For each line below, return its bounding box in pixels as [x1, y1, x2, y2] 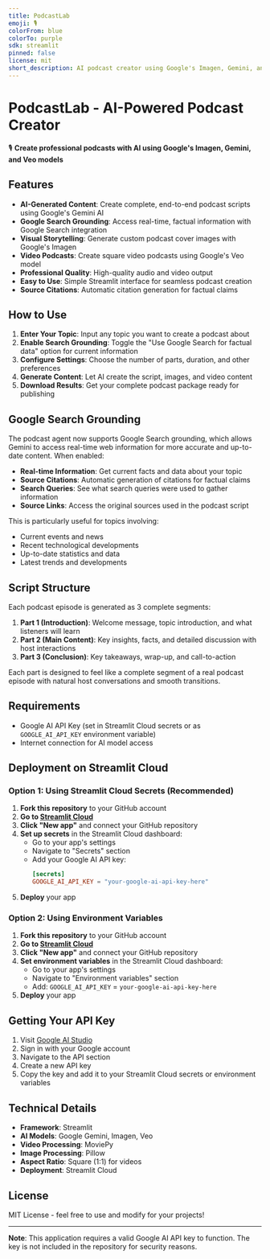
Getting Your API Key [8, 1014, 116, 1027]
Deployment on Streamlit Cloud [8, 761, 169, 775]
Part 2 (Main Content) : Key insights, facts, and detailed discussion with [19, 635, 257, 644]
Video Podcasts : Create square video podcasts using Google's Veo [19, 250, 244, 260]
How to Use [8, 307, 67, 322]
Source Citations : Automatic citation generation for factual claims [19, 285, 239, 294]
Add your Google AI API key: [31, 854, 126, 865]
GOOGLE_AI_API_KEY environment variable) [19, 729, 157, 739]
